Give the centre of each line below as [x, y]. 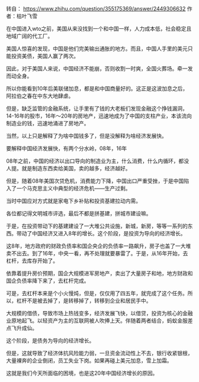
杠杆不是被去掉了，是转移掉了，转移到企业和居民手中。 [84, 301]
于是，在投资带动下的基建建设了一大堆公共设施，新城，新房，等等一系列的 [97, 226]
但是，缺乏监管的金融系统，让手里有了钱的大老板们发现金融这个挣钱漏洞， [97, 109]
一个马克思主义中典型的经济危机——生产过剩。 [73, 188]
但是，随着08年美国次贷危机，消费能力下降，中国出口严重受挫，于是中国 [95, 181]
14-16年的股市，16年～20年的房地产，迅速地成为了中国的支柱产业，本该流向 [99, 116]
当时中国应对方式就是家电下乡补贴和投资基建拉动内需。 [73, 201]
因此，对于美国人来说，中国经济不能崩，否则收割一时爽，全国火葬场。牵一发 [99, 69]
